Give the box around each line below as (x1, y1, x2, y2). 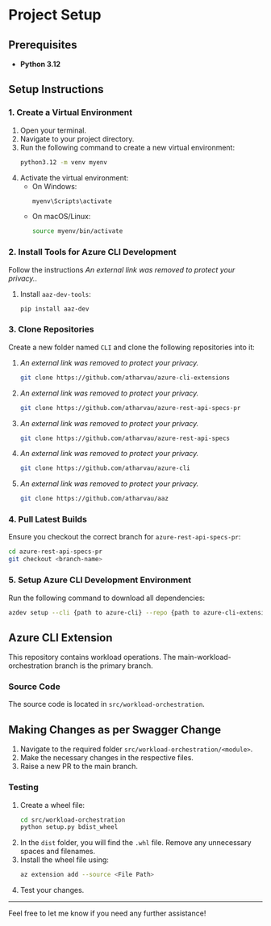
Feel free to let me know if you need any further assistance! (8, 908, 206, 919)
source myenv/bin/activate (31, 227, 123, 235)
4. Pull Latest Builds (8, 514, 87, 525)
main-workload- (177, 653, 231, 662)
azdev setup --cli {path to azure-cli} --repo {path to (8, 608, 200, 616)
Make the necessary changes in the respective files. (19, 753, 194, 763)
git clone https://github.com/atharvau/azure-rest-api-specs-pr (19, 404, 241, 412)
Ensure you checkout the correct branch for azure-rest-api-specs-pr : (8, 532, 241, 542)
